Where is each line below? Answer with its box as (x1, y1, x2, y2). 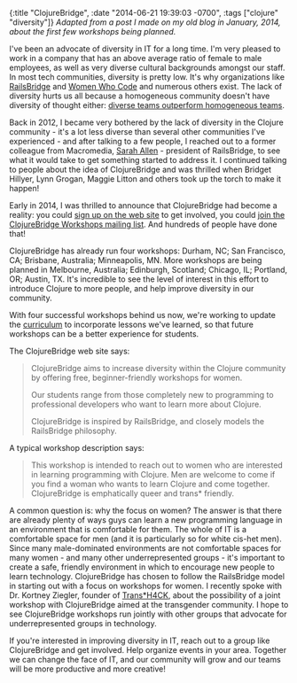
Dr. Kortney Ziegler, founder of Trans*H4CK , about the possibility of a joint (9, 590, 281, 601)
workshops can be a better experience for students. (9, 329, 199, 339)
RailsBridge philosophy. (30, 425, 117, 436)
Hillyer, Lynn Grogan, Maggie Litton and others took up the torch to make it (9, 174, 282, 184)
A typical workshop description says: (9, 443, 145, 453)
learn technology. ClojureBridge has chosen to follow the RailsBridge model (9, 571, 285, 581)
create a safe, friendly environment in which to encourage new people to (9, 562, 275, 572)
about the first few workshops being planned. (9, 27, 176, 36)
